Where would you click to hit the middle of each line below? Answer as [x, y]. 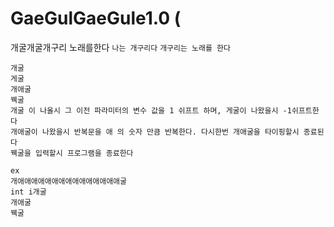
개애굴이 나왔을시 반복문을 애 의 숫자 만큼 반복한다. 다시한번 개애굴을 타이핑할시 [155, 132]
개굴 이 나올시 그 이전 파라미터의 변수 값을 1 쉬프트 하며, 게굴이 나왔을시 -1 [151, 110]
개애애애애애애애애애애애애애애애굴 [68, 181]
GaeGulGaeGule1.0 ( [96, 18]
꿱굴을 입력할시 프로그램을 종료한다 [72, 153]
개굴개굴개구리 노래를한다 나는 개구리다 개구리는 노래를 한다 [120, 47]
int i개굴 [28, 192]
